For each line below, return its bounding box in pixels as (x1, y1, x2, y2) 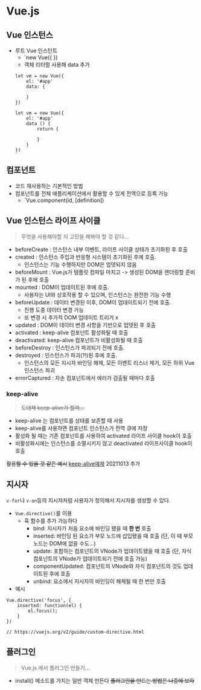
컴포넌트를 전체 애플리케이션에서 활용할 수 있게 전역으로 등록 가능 (14, 189, 168, 197)
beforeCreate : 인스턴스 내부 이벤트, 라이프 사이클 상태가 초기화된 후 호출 (14, 246, 188, 253)
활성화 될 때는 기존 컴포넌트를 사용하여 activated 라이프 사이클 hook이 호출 (14, 432, 192, 439)
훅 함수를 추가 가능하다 (24, 517, 78, 524)
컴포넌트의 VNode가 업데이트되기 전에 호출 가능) (33, 555, 148, 562)
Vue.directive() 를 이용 (14, 509, 72, 516)
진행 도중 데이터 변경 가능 (24, 306, 85, 313)
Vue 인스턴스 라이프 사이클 (6, 216, 101, 226)
